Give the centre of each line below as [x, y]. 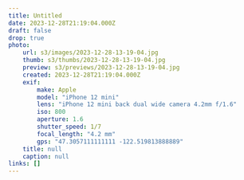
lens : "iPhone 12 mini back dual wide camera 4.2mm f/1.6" [137, 104]
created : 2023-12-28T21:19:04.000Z [82, 75]
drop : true [26, 38]
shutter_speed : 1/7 [69, 127]
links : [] [25, 164]
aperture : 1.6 [60, 119]
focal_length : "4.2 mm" [76, 134]
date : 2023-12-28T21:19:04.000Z [62, 23]
